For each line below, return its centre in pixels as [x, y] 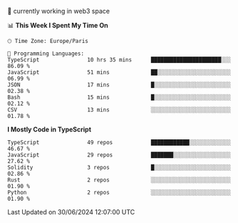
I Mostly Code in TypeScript [49, 129]
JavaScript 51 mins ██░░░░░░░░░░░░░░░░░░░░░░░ [119, 72]
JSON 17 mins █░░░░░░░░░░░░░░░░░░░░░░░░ [119, 85]
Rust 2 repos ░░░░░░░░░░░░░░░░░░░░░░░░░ [119, 180]
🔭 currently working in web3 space [59, 11]
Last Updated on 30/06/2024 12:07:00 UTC [71, 212]
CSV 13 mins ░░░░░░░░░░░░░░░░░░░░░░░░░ [119, 110]
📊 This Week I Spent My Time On [58, 25]
